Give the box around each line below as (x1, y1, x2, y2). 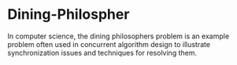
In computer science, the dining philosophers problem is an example (7, 31, 230, 41)
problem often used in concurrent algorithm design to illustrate (7, 39, 210, 49)
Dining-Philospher (7, 5, 130, 23)
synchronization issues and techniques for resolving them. (7, 48, 198, 57)
